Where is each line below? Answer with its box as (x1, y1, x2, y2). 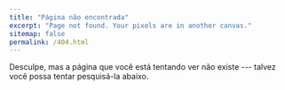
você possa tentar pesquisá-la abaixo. (9, 71, 149, 82)
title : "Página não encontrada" (9, 12, 129, 22)
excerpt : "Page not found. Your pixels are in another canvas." (9, 21, 252, 30)
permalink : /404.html (9, 37, 90, 47)
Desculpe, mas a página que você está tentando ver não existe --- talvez (9, 62, 277, 72)
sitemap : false (9, 29, 66, 38)
